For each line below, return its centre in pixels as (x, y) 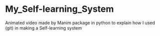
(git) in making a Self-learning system (43, 28)
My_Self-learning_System (60, 9)
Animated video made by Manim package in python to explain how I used (80, 23)
